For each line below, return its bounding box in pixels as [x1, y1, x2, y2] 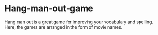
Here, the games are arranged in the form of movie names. [4, 24, 123, 30]
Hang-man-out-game [4, 3, 93, 14]
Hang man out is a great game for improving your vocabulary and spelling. [4, 19, 154, 25]
